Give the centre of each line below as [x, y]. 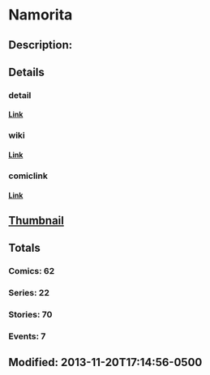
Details [26, 72]
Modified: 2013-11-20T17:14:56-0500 [105, 362]
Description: [41, 45]
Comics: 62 [32, 271]
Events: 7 [27, 336]
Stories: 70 [30, 315]
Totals [24, 248]
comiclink [28, 176]
